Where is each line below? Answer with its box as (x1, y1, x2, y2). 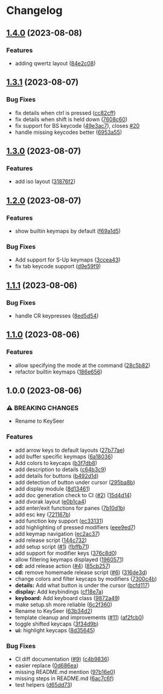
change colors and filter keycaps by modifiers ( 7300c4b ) (14, 575, 157, 582)
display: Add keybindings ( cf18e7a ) (14, 588, 104, 595)
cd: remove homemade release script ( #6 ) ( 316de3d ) (14, 569, 148, 576)
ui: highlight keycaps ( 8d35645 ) (14, 626, 95, 633)
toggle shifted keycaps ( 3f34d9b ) (14, 620, 99, 627)
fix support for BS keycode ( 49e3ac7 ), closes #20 (14, 122, 140, 129)
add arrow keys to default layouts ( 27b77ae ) (14, 446, 125, 454)
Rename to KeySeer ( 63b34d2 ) (14, 607, 93, 615)
